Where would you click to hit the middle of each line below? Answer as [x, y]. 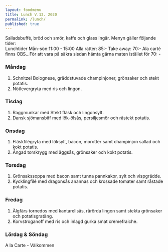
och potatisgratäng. [33, 216]
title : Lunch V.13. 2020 [31, 15]
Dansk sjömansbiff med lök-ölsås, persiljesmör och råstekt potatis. [81, 118]
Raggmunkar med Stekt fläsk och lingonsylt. [58, 112]
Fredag [14, 200]
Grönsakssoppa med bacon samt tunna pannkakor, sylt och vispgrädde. [87, 176]
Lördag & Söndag [27, 234]
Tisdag [14, 102]
